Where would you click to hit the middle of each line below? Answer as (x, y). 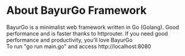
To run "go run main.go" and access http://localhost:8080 (79, 46)
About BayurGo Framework (77, 11)
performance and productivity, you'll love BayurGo (69, 40)
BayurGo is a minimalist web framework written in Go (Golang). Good (93, 27)
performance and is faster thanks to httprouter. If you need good (87, 33)
